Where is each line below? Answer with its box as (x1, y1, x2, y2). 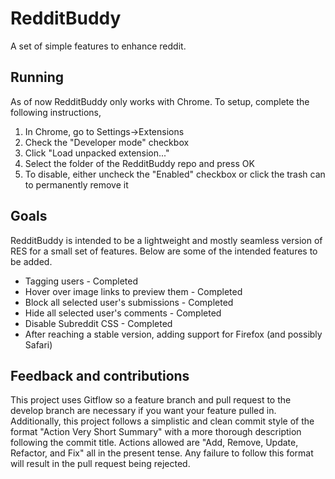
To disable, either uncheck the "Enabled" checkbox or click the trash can (24, 168, 326, 180)
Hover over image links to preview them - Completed (24, 285, 243, 297)
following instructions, (10, 106, 102, 118)
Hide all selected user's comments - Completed (24, 307, 222, 319)
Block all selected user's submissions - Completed (24, 296, 234, 308)
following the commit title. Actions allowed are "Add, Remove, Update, (10, 437, 299, 449)
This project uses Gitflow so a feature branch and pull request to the (10, 394, 292, 406)
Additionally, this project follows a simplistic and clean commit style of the (10, 415, 315, 427)
